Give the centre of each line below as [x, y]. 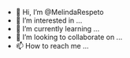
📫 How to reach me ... [52, 46]
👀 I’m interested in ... [49, 20]
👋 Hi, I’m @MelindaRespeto [59, 12]
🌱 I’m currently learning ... [58, 29]
